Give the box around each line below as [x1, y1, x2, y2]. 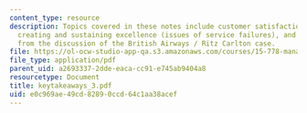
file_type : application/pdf [9, 56, 117, 65]
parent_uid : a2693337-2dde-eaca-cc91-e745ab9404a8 [9, 65, 206, 74]
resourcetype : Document [9, 73, 101, 82]
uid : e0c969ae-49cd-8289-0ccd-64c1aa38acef [9, 89, 178, 98]
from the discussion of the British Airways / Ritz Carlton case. [17, 38, 276, 48]
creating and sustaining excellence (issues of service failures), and [17, 30, 297, 39]
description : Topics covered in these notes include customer [9, 22, 251, 31]
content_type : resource [9, 13, 101, 23]
